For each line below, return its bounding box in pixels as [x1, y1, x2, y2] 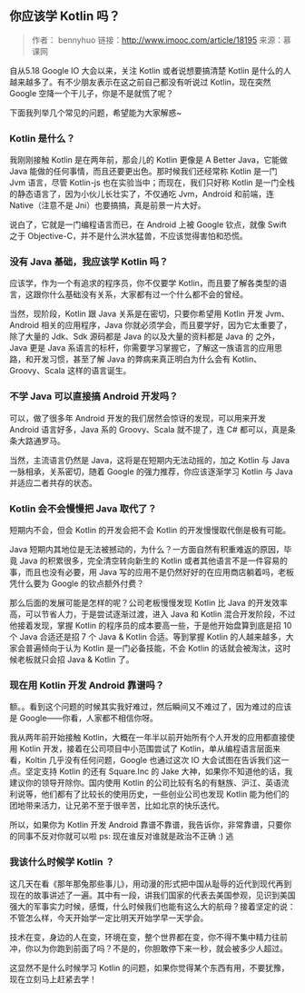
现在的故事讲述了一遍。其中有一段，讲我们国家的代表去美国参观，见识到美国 [9, 889, 296, 900]
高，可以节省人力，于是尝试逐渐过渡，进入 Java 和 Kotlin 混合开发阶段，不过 [9, 609, 296, 620]
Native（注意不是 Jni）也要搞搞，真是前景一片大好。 [9, 200, 206, 211]
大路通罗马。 [16, 435, 65, 446]
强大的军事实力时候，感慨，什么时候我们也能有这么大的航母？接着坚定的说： [9, 900, 296, 911]
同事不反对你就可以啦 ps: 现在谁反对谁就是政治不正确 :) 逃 [16, 830, 234, 842]
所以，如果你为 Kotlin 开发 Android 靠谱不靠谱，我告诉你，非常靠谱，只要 [9, 819, 284, 830]
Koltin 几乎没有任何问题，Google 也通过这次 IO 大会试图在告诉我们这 [25, 755, 281, 766]
